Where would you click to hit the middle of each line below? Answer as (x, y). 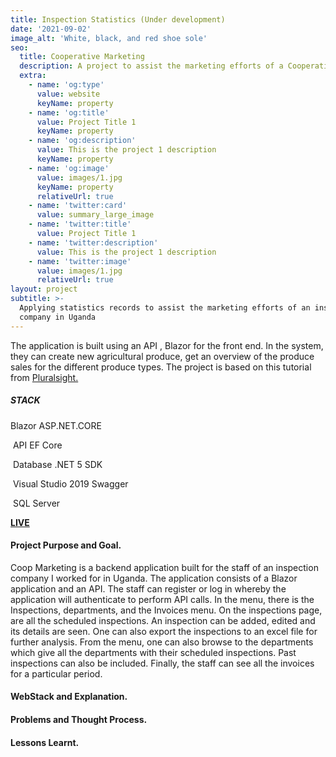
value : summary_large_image (95, 215)
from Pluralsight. (44, 377)
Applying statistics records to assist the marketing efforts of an (165, 308)
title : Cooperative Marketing (82, 57)
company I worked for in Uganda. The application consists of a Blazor (154, 578)
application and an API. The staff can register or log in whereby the (148, 588)
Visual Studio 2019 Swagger (70, 483)
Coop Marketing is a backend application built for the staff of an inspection (164, 567)
